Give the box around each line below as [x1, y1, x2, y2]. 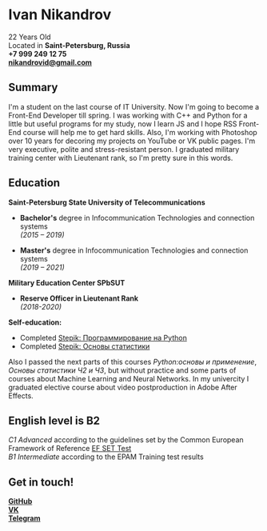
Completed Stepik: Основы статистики [19, 341, 150, 351]
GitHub [8, 497, 33, 506]
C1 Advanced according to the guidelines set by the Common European [8, 435, 244, 445]
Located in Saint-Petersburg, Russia [8, 40, 130, 50]
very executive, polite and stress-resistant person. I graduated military [8, 144, 240, 154]
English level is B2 [8, 413, 101, 427]
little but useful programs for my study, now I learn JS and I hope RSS [8, 118, 237, 129]
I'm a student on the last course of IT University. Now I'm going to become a [8, 102, 260, 111]
